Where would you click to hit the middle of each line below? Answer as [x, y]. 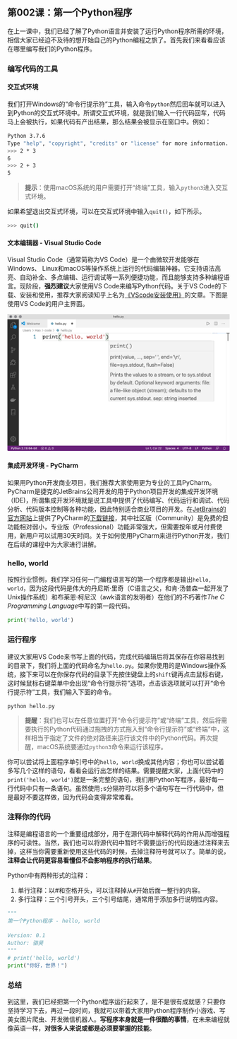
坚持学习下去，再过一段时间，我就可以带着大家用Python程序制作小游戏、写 [116, 1011]
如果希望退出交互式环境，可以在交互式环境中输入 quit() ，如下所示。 [107, 211]
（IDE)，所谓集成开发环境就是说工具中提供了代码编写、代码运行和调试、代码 [119, 500]
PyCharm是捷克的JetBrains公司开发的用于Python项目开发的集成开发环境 [113, 492]
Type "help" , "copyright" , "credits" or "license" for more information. [118, 143]
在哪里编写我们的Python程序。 [52, 49]
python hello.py [31, 706]
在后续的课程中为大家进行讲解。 [54, 545]
